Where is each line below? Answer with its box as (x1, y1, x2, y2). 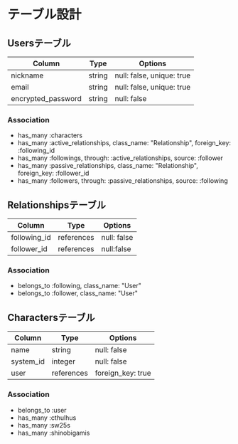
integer (51, 356, 76, 366)
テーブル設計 (7, 6, 82, 23)
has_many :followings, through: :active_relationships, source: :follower (17, 154, 224, 162)
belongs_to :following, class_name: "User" (17, 282, 142, 290)
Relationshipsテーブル (7, 199, 107, 211)
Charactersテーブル (7, 311, 95, 324)
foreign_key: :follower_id (17, 169, 90, 178)
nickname (11, 70, 44, 80)
